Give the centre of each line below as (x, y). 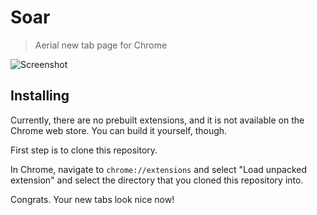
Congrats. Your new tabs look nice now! (92, 199)
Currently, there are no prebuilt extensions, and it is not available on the (157, 120)
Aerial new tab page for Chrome (101, 45)
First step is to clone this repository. (84, 150)
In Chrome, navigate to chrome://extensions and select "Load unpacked (159, 169)
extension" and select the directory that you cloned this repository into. (157, 180)
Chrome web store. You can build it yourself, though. (119, 130)
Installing (40, 96)
